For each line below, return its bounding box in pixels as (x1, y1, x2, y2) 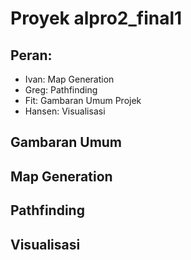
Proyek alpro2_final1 (10, 7, 183, 30)
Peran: (10, 47, 53, 64)
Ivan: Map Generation (24, 73, 115, 85)
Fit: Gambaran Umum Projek (24, 95, 142, 106)
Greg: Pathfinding (24, 84, 98, 96)
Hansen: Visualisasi (24, 105, 106, 117)
